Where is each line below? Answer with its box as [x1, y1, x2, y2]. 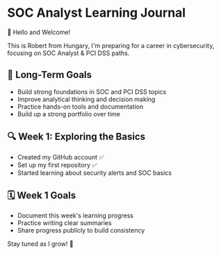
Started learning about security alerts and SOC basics [17, 169, 172, 177]
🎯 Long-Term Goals [7, 69, 92, 81]
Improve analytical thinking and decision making [17, 95, 156, 103]
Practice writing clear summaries [17, 219, 113, 227]
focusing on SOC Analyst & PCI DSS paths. [7, 49, 130, 57]
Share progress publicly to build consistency [17, 226, 145, 235]
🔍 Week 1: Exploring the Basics [7, 131, 146, 143]
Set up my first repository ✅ [17, 160, 97, 169]
